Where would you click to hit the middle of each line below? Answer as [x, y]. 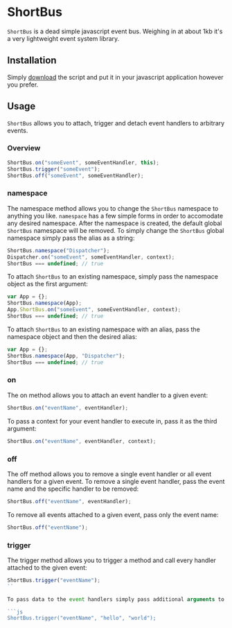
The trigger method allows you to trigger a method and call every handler [112, 560]
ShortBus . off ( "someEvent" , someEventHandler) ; [75, 175]
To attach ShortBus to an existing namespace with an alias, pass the [104, 329]
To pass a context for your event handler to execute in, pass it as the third [112, 421]
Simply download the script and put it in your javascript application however [115, 77]
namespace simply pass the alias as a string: [71, 238]
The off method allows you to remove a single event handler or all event [109, 474]
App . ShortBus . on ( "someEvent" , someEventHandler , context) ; [94, 310]
